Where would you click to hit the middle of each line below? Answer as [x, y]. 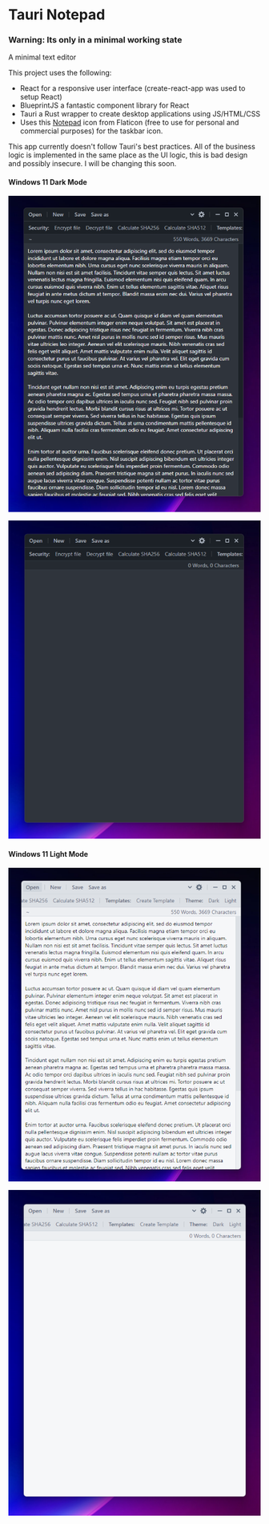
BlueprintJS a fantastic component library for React [104, 105]
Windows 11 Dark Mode [48, 182]
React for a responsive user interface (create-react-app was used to [132, 88]
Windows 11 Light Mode [48, 854]
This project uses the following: [60, 73]
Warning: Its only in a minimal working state [95, 40]
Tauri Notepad [57, 15]
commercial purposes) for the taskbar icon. [91, 131]
